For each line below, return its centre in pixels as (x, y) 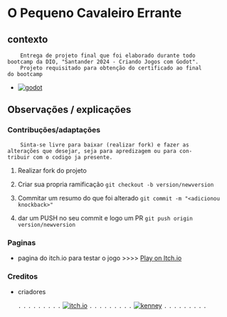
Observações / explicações (69, 110)
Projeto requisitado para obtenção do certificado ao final (111, 68)
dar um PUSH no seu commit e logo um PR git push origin (105, 217)
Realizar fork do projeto (52, 170)
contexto (28, 39)
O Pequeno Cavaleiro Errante (95, 13)
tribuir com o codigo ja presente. (60, 157)
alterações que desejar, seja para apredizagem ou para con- (100, 151)
